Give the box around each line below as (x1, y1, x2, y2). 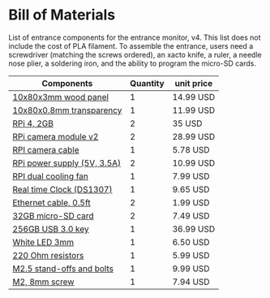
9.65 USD (172, 184, 210, 195)
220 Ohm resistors (12, 249, 84, 261)
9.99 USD (172, 262, 210, 274)
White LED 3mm (12, 236, 75, 248)
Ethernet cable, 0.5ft (12, 197, 91, 208)
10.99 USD (172, 157, 216, 168)
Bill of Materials (8, 6, 116, 24)
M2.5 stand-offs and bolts (12, 262, 114, 274)
